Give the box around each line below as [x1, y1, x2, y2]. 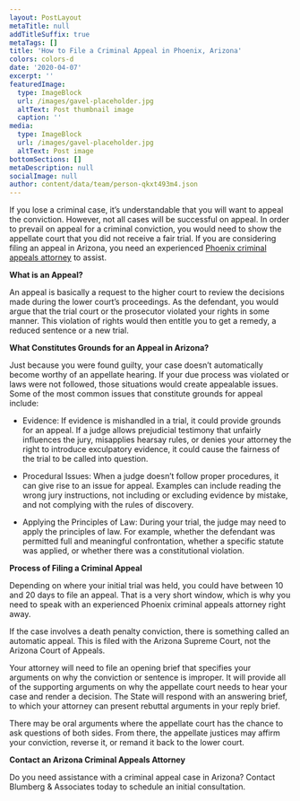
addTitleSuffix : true [9, 30, 90, 39]
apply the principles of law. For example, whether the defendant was [21, 527, 276, 537]
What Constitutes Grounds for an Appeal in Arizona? [9, 343, 210, 353]
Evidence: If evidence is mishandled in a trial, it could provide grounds [21, 415, 282, 426]
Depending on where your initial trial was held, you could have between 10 [9, 580, 284, 591]
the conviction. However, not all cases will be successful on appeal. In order [9, 214, 289, 225]
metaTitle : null [9, 22, 70, 30]
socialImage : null [9, 171, 78, 180]
